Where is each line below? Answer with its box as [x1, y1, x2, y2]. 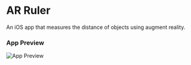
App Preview [6, 39, 44, 47]
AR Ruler [6, 4, 51, 17]
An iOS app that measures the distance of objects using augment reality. [6, 23, 186, 31]
